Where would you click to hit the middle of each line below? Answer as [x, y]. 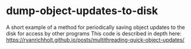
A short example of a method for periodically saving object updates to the [95, 27]
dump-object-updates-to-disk [82, 11]
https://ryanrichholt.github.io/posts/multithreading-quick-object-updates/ [95, 40]
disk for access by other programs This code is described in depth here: [94, 33]
